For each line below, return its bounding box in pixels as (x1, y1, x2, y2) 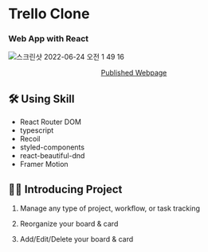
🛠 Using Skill (8, 92, 75, 106)
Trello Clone (8, 5, 90, 23)
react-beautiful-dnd (19, 151, 85, 161)
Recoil (19, 134, 41, 144)
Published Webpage (100, 68, 167, 78)
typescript (19, 126, 54, 135)
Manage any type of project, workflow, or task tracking (19, 204, 201, 213)
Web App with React (8, 33, 89, 45)
